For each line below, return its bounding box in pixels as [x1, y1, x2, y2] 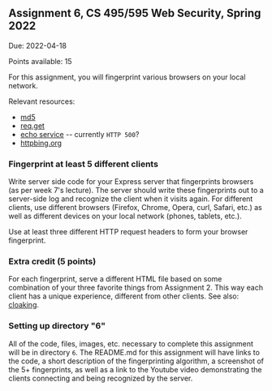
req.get [19, 121, 45, 131]
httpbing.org [19, 138, 63, 148]
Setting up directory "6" [8, 320, 106, 332]
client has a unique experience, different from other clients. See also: [8, 291, 240, 301]
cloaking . [8, 300, 39, 310]
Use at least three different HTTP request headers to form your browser [8, 227, 248, 237]
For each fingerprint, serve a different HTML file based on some [8, 274, 222, 284]
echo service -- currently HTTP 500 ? [19, 129, 140, 139]
